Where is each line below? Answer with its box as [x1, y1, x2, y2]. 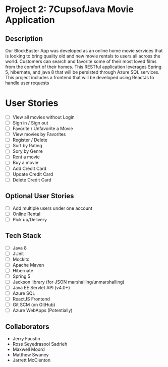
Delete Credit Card [12, 176, 51, 182]
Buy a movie [12, 160, 39, 166]
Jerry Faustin [12, 336, 40, 342]
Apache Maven [12, 262, 44, 268]
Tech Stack [5, 231, 41, 240]
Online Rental [12, 211, 41, 217]
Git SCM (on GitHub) [12, 301, 55, 308]
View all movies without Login [12, 114, 75, 120]
